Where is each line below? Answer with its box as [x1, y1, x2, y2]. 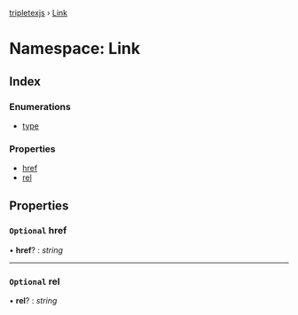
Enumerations [9, 100, 71, 113]
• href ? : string [9, 244, 64, 256]
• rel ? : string [9, 295, 58, 306]
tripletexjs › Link [9, 8, 68, 18]
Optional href [9, 224, 67, 237]
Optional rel [9, 275, 60, 287]
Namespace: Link [9, 39, 140, 59]
